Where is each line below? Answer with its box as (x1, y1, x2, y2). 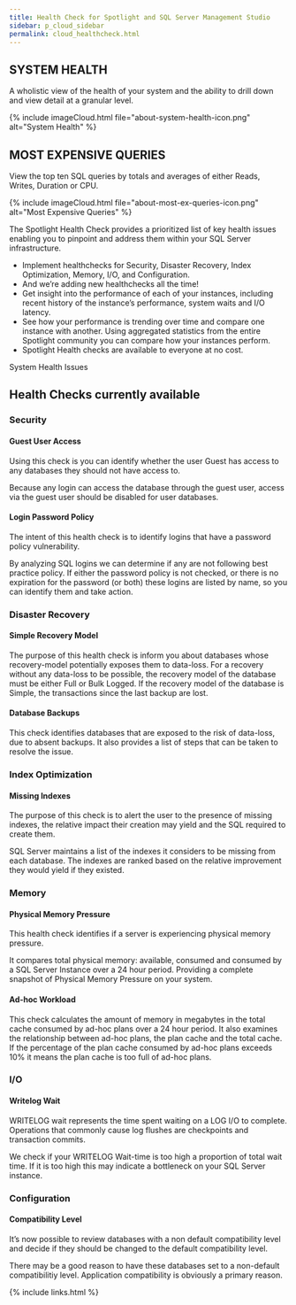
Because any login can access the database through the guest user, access (9, 482, 285, 492)
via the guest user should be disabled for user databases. (9, 491, 219, 502)
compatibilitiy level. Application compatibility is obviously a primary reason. (9, 1270, 283, 1280)
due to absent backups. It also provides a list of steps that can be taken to (9, 737, 278, 748)
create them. (9, 829, 56, 839)
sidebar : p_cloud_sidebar (9, 21, 104, 30)
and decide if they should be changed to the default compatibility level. (9, 1243, 268, 1254)
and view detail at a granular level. (9, 95, 134, 106)
